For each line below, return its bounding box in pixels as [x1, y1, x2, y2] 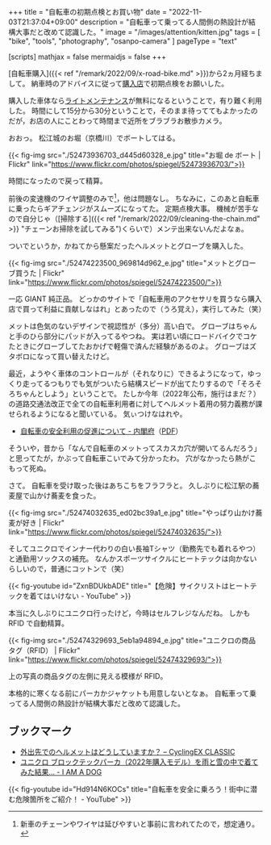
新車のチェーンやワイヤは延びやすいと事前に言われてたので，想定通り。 [19, 819, 260, 829]
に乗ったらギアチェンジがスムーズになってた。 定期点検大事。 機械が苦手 [8, 203, 252, 213]
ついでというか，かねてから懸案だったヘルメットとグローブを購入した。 [8, 241, 248, 250]
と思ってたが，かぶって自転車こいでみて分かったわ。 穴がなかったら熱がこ [8, 453, 256, 462]
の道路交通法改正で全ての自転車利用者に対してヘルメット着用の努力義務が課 [8, 399, 263, 408]
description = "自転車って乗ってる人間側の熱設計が [79, 17, 249, 27]
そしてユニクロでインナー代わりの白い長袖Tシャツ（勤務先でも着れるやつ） [8, 543, 261, 553]
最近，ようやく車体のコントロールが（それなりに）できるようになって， [8, 368, 248, 378]
